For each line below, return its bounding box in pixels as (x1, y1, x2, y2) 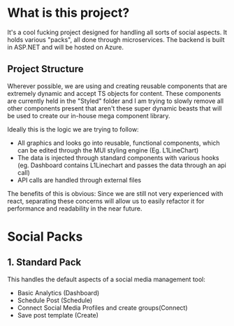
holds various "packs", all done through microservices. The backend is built (7, 35, 225, 43)
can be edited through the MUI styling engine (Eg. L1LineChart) (17, 146, 199, 155)
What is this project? (7, 5, 130, 21)
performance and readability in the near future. (7, 204, 142, 213)
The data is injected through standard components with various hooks (17, 153, 220, 162)
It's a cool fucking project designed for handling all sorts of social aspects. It (7, 28, 228, 36)
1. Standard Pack (7, 257, 82, 269)
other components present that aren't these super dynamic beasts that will (7, 104, 222, 113)
